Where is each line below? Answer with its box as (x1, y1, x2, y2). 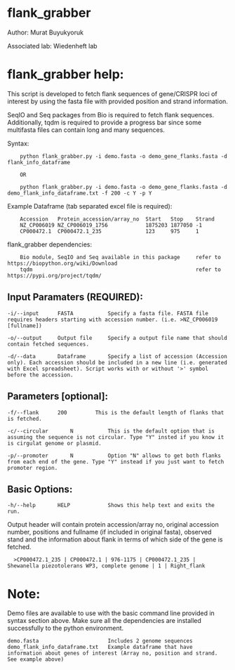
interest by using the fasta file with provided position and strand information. (7, 97, 228, 105)
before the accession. (7, 371, 74, 379)
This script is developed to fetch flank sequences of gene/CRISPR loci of (7, 89, 217, 98)
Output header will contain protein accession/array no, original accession (7, 520, 219, 529)
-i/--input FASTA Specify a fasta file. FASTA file (7, 310, 209, 317)
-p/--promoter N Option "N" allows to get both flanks (7, 452, 221, 459)
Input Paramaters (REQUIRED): (7, 291, 144, 303)
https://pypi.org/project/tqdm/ (7, 272, 102, 279)
